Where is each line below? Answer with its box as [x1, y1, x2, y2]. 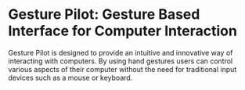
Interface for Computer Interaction [8, 22, 237, 40]
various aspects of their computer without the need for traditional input [8, 64, 237, 74]
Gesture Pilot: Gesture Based [8, 5, 200, 23]
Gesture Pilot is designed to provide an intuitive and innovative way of [8, 48, 233, 57]
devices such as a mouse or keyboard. [8, 73, 133, 82]
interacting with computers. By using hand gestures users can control [8, 56, 233, 66]
